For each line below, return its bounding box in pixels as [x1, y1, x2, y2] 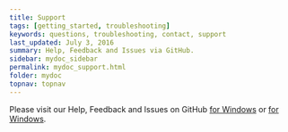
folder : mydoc [9, 71, 63, 80]
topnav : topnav [9, 79, 66, 88]
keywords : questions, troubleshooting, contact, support [9, 29, 227, 38]
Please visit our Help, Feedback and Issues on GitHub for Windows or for [9, 103, 280, 114]
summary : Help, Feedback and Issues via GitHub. [9, 46, 195, 55]
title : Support [9, 12, 66, 22]
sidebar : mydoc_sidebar [9, 54, 99, 63]
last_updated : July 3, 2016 [9, 37, 115, 47]
